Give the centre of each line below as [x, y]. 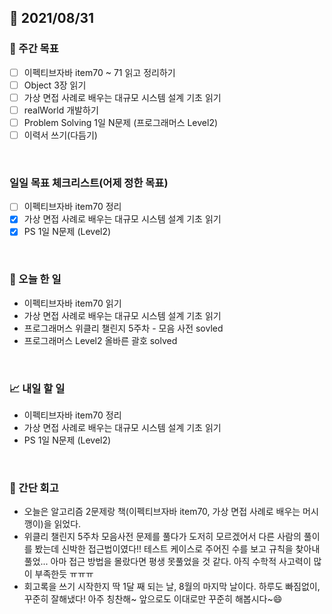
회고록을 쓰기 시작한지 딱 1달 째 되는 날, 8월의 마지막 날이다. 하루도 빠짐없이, [172, 587]
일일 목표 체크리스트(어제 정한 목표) [89, 183]
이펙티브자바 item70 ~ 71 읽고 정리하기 [99, 72]
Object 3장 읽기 [55, 85]
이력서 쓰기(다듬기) [60, 135]
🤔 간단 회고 [34, 488]
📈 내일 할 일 [37, 388]
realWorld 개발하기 [61, 110]
